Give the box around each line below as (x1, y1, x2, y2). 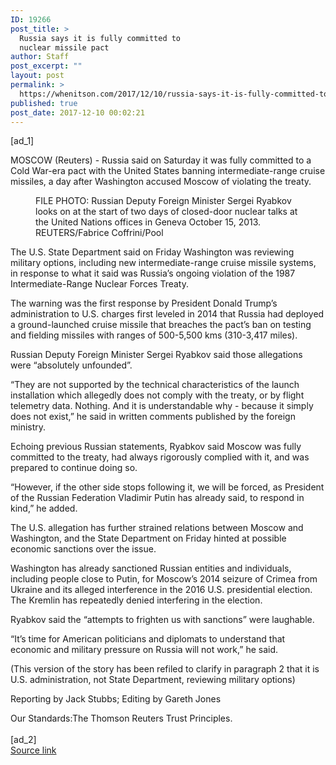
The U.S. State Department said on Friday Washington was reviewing (10, 246, 295, 258)
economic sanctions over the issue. (10, 543, 157, 555)
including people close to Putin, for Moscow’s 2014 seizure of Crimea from (10, 573, 318, 585)
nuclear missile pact (19, 42, 110, 53)
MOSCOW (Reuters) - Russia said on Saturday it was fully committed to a (10, 154, 312, 166)
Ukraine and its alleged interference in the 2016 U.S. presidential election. (10, 584, 313, 596)
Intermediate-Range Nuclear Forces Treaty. (10, 278, 189, 290)
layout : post (10, 71, 65, 81)
